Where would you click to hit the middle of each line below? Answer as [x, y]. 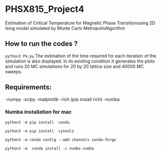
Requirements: [28, 87]
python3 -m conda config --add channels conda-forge [61, 140]
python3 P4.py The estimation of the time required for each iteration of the [81, 56]
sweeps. [14, 72]
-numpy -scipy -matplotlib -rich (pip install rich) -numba [62, 99]
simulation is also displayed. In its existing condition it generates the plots [80, 61]
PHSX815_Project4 [45, 9]
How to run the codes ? [41, 44]
